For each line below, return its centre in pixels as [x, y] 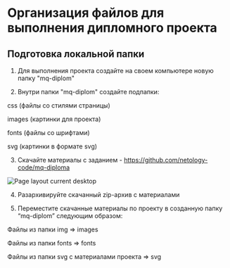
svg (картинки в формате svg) [52, 146]
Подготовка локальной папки [76, 54]
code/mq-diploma [44, 167]
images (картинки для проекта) [54, 119]
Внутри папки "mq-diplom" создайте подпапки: [88, 92]
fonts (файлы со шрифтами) [49, 133]
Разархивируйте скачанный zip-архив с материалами [98, 194]
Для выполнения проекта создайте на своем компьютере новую [116, 71]
